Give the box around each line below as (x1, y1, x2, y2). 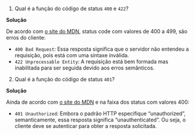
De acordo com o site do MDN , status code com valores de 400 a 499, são (6, 28, 188, 35)
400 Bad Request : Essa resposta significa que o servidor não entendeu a (14, 45, 189, 52)
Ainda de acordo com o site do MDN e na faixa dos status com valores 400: (6, 98, 190, 106)
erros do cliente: (6, 34, 46, 41)
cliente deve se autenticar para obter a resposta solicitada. (14, 123, 157, 129)
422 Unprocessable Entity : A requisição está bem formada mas (14, 58, 169, 65)
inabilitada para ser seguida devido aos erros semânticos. (14, 64, 154, 71)
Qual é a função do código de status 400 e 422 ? (14, 5, 129, 12)
